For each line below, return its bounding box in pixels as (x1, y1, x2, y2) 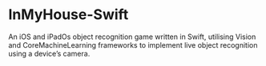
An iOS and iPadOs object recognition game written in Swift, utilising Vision (8, 32, 256, 41)
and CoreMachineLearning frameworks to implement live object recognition (8, 40, 258, 49)
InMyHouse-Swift (8, 6, 129, 24)
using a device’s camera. (8, 49, 91, 58)
